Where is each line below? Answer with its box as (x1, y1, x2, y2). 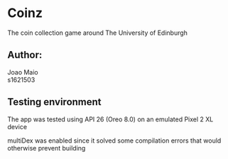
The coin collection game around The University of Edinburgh (7, 28, 188, 37)
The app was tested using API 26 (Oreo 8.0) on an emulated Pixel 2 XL (7, 115, 214, 124)
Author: (7, 49, 43, 61)
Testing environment (7, 96, 102, 108)
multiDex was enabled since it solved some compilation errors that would (7, 136, 222, 145)
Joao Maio (7, 67, 39, 76)
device (7, 122, 27, 131)
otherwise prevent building (7, 143, 86, 152)
